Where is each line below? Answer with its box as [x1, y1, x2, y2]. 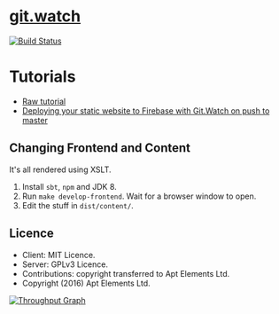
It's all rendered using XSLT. [9, 164, 112, 175]
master [21, 114, 49, 125]
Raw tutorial [21, 96, 66, 106]
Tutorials [9, 67, 76, 87]
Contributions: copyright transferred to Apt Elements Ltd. [21, 268, 230, 279]
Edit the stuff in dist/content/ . [21, 200, 135, 210]
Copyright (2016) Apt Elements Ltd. [21, 278, 151, 288]
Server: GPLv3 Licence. [21, 259, 109, 270]
